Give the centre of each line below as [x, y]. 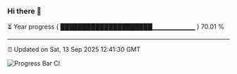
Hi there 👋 [25, 11]
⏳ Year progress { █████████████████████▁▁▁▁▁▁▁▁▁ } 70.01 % [116, 27]
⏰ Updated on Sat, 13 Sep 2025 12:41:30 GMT [74, 50]
